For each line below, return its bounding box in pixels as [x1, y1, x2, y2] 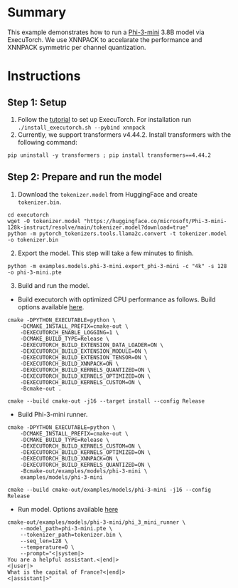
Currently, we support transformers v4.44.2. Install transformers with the [17, 130, 232, 139]
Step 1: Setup [7, 96, 67, 108]
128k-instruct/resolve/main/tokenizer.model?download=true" [7, 224, 190, 231]
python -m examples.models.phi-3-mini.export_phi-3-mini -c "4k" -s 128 [7, 262, 227, 269]
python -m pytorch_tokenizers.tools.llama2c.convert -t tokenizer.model [7, 229, 227, 237]
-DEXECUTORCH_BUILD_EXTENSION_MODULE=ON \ [20, 347, 148, 355]
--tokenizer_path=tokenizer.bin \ [20, 531, 122, 538]
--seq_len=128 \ [20, 537, 69, 545]
